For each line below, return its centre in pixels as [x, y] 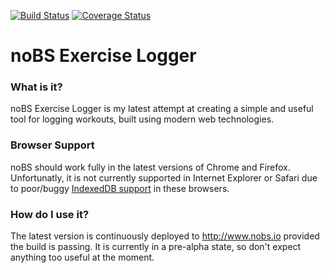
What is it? [36, 87]
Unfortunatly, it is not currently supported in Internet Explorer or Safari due [164, 177]
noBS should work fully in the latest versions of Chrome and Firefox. [150, 167]
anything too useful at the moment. [82, 257]
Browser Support [52, 145]
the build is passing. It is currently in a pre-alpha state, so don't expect [156, 247]
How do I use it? [50, 214]
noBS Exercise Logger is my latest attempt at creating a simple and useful [162, 109]
